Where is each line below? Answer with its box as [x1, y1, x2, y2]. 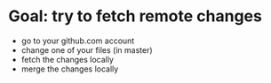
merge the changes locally [20, 64, 119, 74]
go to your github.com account [20, 35, 135, 46]
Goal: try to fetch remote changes [8, 6, 263, 26]
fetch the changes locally [20, 54, 115, 64]
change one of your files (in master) [20, 44, 153, 55]
